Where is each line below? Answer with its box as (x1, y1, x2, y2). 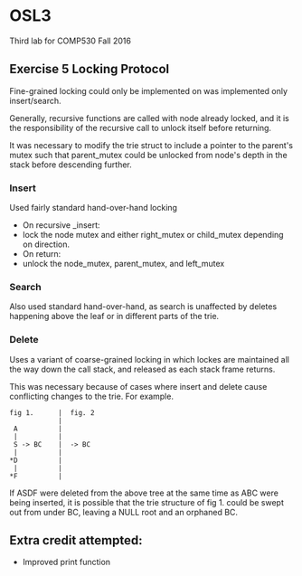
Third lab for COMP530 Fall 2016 (9, 35, 131, 46)
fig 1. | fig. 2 (9, 408, 95, 417)
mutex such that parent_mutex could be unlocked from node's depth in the (9, 149, 288, 160)
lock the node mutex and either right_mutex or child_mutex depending (22, 230, 284, 241)
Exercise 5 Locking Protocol (9, 61, 170, 77)
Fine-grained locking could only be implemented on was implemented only (9, 85, 288, 96)
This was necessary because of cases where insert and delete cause (9, 381, 268, 392)
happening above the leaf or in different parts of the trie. (9, 311, 220, 322)
